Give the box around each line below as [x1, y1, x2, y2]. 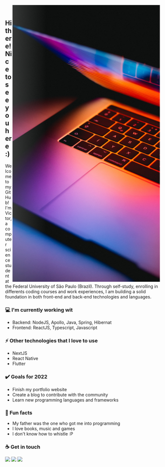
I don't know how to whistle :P [12, 431, 74, 436]
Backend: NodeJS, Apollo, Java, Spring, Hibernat [12, 320, 112, 326]
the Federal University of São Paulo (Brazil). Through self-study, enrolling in [5, 283, 158, 289]
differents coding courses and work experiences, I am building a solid [5, 288, 146, 295]
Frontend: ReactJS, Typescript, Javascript [12, 325, 97, 331]
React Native [12, 356, 38, 362]
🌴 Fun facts [5, 409, 33, 416]
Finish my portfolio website [12, 386, 67, 392]
